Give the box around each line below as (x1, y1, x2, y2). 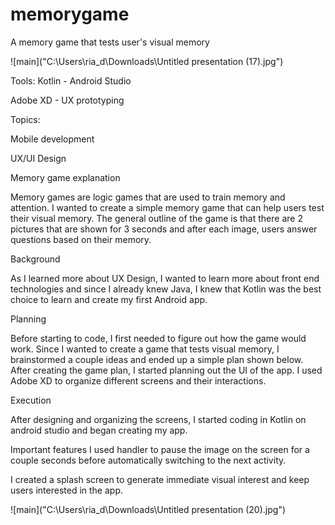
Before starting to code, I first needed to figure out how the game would (10, 332, 307, 344)
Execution (10, 394, 52, 406)
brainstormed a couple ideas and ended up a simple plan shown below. (10, 353, 304, 365)
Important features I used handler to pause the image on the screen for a (10, 443, 310, 455)
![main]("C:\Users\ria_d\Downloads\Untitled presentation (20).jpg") (10, 503, 287, 515)
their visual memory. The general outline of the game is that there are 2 (10, 212, 303, 224)
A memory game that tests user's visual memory (10, 36, 210, 48)
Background (10, 253, 61, 265)
